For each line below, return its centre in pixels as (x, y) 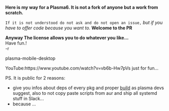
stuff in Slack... (28, 99)
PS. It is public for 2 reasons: (35, 78)
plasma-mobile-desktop (30, 58)
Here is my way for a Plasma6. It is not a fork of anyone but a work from (82, 7)
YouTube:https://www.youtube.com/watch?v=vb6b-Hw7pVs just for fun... (82, 68)
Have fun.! (16, 43)
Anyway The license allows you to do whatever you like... (67, 38)
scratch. (14, 13)
